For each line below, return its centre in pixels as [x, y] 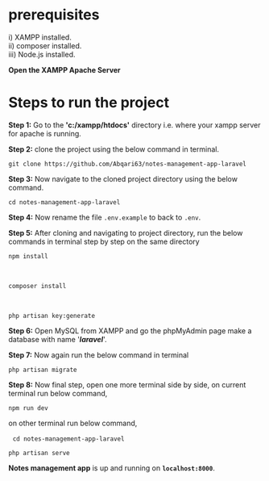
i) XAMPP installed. [40, 37]
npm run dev [28, 408]
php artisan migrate [43, 370]
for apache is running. [45, 133]
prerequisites [54, 15]
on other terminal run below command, [73, 423]
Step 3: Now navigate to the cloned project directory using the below [123, 178]
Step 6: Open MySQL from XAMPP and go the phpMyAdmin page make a [130, 330]
